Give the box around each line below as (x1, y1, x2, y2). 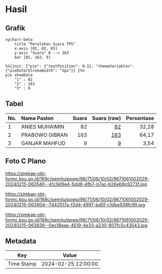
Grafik (5, 24, 25, 32)
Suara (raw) (92, 114, 121, 122)
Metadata (5, 237, 36, 246)
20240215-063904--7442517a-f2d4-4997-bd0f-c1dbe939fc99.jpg (5, 202, 145, 208)
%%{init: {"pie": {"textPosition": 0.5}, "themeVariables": (5, 64, 135, 69)
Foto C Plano (5, 157, 46, 166)
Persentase (126, 114, 154, 122)
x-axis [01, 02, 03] (14, 46, 58, 51)
